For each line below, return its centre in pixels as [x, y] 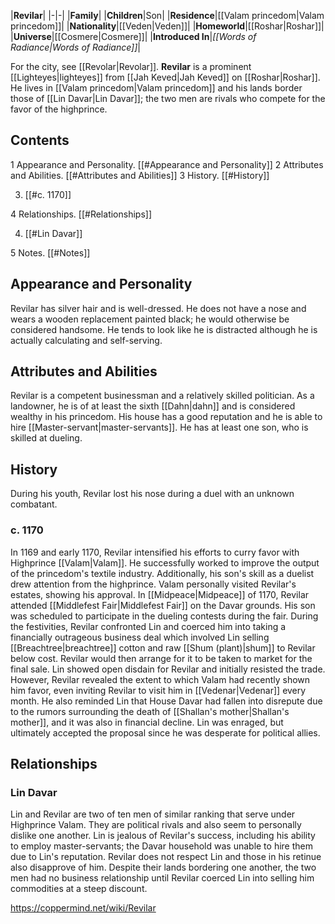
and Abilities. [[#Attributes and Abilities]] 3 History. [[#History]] [140, 175]
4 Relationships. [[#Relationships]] [81, 214]
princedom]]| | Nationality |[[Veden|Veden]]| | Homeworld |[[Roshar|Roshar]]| [167, 26]
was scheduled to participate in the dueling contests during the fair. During [164, 616]
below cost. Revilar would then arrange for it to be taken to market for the [161, 658]
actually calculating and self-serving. [86, 340]
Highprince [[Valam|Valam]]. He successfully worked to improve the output [165, 562]
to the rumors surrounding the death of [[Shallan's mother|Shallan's [150, 711]
